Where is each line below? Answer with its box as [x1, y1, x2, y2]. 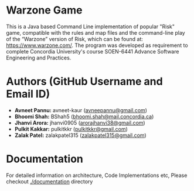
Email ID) [6, 88, 50, 100]
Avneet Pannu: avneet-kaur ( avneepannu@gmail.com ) [14, 106, 148, 113]
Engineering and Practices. [6, 54, 72, 61]
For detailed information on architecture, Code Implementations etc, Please [6, 172, 188, 179]
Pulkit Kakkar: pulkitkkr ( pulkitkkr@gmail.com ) [14, 125, 128, 132]
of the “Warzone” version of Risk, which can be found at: [6, 35, 144, 42]
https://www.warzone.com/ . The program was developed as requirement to [6, 42, 189, 49]
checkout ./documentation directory [6, 177, 93, 185]
